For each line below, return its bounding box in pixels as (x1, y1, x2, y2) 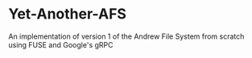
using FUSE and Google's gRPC (8, 39, 114, 49)
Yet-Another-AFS (8, 5, 127, 23)
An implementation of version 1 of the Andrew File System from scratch (8, 31, 245, 41)
